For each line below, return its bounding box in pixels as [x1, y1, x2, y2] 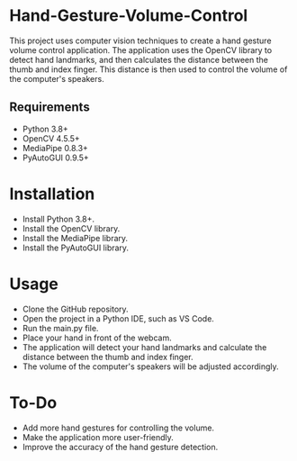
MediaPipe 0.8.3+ [22, 142, 88, 153]
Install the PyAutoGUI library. [22, 242, 129, 253]
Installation [9, 184, 95, 203]
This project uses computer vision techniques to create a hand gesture [9, 35, 272, 46]
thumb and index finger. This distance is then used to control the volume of [9, 64, 288, 75]
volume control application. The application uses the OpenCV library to [9, 44, 273, 55]
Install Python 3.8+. [22, 213, 94, 224]
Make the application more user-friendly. [22, 431, 174, 442]
